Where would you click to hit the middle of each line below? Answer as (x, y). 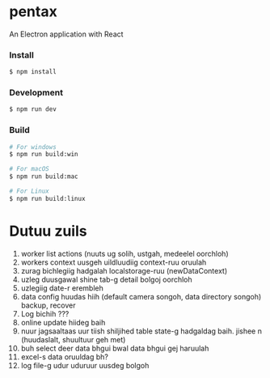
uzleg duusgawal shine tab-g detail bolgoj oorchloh (106, 279)
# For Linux (29, 191)
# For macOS (29, 169)
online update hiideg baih (63, 322)
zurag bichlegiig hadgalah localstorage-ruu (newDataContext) (124, 270)
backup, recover (48, 305)
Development (36, 93)
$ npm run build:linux (47, 198)
